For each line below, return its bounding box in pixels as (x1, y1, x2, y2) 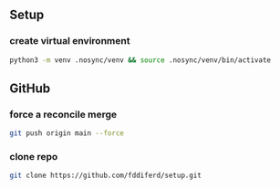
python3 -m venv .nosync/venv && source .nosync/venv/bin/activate (9, 55, 272, 65)
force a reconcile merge (9, 108, 118, 121)
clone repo (9, 151, 58, 163)
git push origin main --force (9, 129, 125, 138)
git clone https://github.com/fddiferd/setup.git (9, 171, 202, 181)
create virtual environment (9, 35, 130, 47)
